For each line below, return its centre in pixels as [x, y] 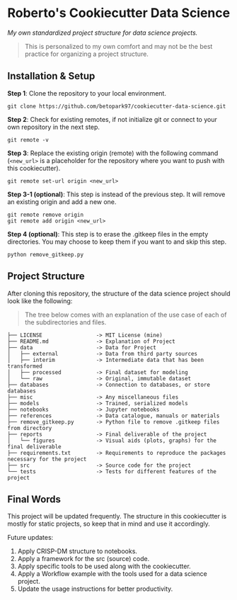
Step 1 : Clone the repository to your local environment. [87, 93]
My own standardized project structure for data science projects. [103, 33]
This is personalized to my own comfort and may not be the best [118, 46]
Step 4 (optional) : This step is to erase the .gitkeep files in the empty [108, 234]
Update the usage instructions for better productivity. [95, 589]
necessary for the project [47, 459]
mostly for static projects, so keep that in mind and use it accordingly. [109, 524]
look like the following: [40, 301]
